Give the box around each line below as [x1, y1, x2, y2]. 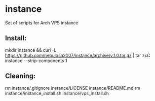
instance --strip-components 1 [5, 58, 68, 64]
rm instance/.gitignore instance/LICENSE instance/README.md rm [5, 85, 141, 91]
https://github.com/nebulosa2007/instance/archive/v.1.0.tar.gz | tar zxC [5, 52, 151, 58]
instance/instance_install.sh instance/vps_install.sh [5, 90, 109, 96]
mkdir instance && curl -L [5, 47, 57, 53]
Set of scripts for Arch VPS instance [5, 20, 78, 26]
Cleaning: [5, 72, 36, 80]
